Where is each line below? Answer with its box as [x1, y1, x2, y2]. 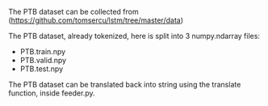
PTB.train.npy [19, 47, 66, 56]
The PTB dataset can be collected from [8, 7, 139, 16]
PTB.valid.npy [19, 56, 67, 65]
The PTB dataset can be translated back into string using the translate [8, 80, 241, 89]
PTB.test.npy [19, 64, 64, 74]
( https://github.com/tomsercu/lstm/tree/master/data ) [8, 15, 184, 25]
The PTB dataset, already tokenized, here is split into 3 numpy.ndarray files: [8, 32, 261, 40]
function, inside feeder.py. [8, 88, 95, 98]
